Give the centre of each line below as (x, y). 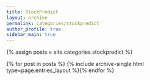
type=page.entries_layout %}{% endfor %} (60, 70)
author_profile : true (34, 29)
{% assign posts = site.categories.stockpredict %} (70, 52)
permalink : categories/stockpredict (53, 23)
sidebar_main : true (31, 35)
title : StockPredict (33, 12)
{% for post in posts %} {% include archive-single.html (75, 64)
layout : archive (27, 18)
